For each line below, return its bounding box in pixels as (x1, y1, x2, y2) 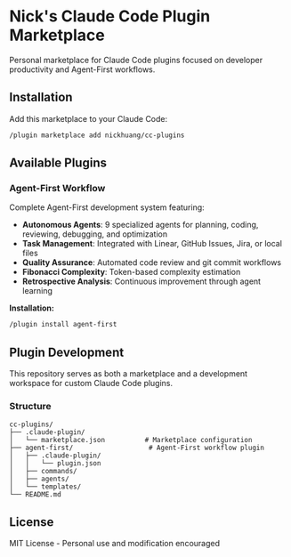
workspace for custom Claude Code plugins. (9, 378, 174, 388)
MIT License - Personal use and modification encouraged (9, 538, 221, 549)
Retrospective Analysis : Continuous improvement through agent (21, 276, 261, 287)
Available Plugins (9, 156, 107, 171)
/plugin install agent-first (9, 320, 117, 329)
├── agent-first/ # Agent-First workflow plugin (9, 443, 265, 453)
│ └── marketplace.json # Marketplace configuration (9, 436, 253, 445)
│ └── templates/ (9, 482, 82, 491)
